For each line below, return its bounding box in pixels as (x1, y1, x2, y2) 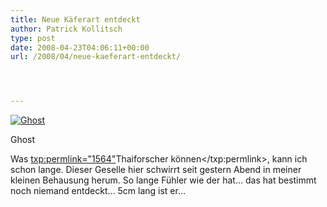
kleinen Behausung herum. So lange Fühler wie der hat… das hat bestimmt (10, 174, 317, 186)
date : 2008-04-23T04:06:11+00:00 (10, 42, 150, 53)
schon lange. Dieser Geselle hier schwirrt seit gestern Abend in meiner (10, 164, 302, 176)
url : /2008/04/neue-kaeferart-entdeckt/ (10, 52, 182, 62)
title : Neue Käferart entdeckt (10, 14, 141, 25)
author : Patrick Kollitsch (10, 24, 123, 34)
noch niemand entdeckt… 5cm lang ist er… (10, 185, 187, 197)
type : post (10, 33, 56, 43)
